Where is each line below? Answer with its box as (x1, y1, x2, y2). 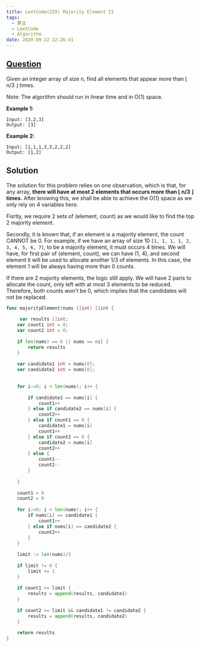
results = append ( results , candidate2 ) (28, 613, 128, 619)
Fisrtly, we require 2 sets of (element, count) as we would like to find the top (6, 212, 195, 220)
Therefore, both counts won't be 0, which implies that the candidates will (6, 287, 187, 294)
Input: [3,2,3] (6, 116, 44, 122)
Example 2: (6, 132, 35, 139)
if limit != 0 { (17, 563, 58, 569)
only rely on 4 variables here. (6, 201, 79, 208)
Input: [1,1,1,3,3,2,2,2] (6, 144, 71, 150)
